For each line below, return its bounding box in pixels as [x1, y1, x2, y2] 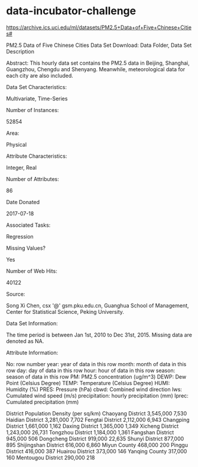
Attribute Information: [6, 349, 59, 356]
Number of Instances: [6, 106, 59, 113]
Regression [6, 233, 34, 240]
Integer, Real [6, 164, 37, 171]
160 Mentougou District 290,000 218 [6, 454, 96, 461]
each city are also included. [6, 72, 74, 79]
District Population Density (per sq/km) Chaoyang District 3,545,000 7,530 [6, 409, 187, 417]
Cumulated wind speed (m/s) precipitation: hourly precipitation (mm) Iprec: [6, 392, 189, 399]
